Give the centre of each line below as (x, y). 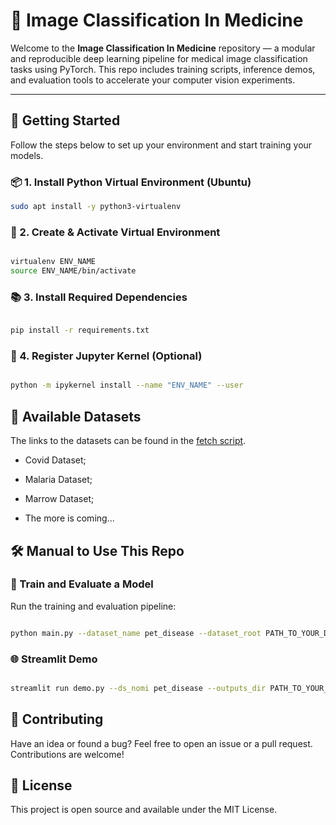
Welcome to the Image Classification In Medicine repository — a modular (163, 48)
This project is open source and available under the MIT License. (144, 810)
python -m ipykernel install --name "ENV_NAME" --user (127, 385)
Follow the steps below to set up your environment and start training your (161, 145)
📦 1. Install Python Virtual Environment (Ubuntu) (131, 182)
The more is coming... (69, 518)
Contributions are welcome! (67, 754)
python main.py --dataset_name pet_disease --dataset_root (136, 633)
